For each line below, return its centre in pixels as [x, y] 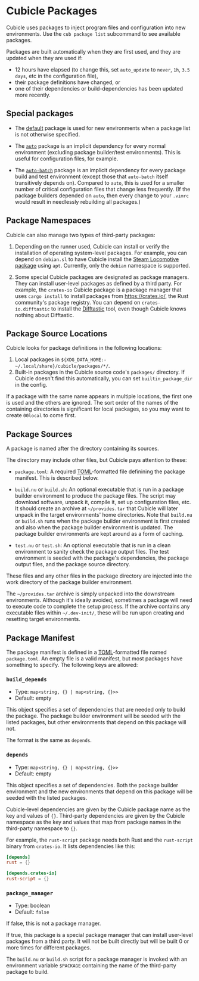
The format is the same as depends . [49, 740]
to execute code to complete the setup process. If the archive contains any [98, 607]
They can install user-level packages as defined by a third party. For [98, 283]
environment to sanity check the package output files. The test [92, 552]
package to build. [27, 972]
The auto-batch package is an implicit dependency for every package [100, 170]
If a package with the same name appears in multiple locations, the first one [99, 396]
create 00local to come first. [41, 415]
